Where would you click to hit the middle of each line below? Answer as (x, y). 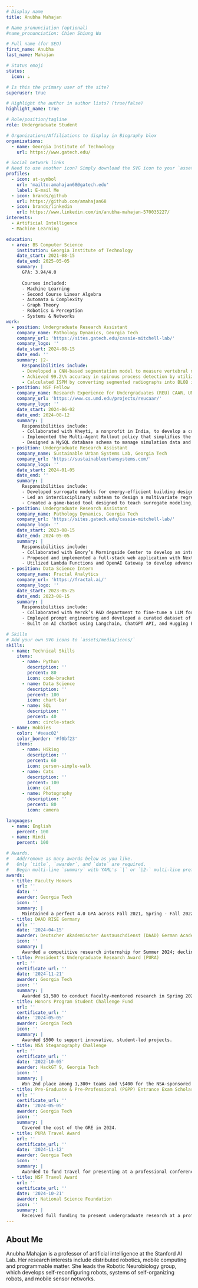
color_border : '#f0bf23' (47, 739)
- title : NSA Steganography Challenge (59, 1045)
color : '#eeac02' (38, 733)
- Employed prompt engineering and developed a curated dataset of (106, 618)
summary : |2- (33, 360)
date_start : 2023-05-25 (46, 591)
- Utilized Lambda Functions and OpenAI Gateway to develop (97, 563)
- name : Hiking (40, 750)
